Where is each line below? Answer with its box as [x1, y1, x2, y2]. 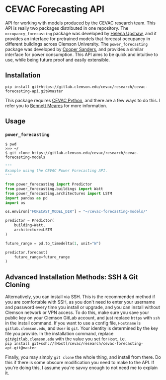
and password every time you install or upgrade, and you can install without [5, 304, 161, 311]
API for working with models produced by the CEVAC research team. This [5, 20, 156, 26]
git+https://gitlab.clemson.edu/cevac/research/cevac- [31, 84, 148, 89]
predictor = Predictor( [5, 218, 55, 223]
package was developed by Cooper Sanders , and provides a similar [5, 46, 144, 52]
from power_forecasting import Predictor [5, 182, 92, 187]
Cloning [5, 280, 30, 289]
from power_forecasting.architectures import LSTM [5, 191, 112, 196]
